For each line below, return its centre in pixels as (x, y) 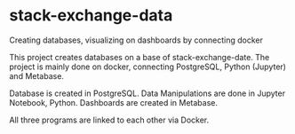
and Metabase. (37, 75)
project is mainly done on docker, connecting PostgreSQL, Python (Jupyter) (148, 67)
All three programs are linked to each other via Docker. (109, 120)
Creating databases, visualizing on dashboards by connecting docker (136, 40)
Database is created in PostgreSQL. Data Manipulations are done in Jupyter (147, 93)
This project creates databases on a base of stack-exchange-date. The (140, 57)
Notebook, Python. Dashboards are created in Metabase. (113, 102)
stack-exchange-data (91, 16)
